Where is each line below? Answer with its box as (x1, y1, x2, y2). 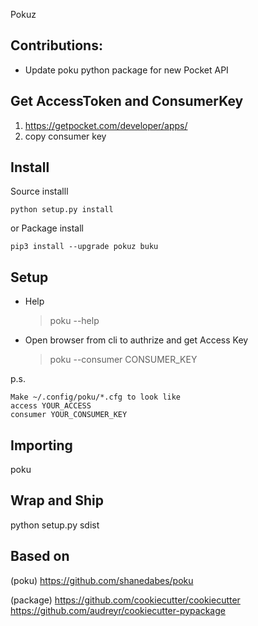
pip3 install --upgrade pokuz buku (10, 242, 159, 252)
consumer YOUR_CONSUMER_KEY (10, 410, 128, 420)
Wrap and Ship (10, 492, 104, 509)
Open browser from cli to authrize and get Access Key (24, 334, 249, 346)
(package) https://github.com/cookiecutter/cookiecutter (10, 594, 241, 606)
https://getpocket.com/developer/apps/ (24, 119, 188, 131)
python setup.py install (10, 205, 114, 215)
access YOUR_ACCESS (10, 401, 92, 411)
